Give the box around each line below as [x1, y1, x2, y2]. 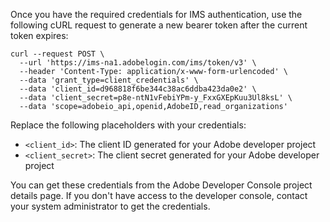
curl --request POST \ [10, 49, 105, 59]
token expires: [10, 30, 69, 41]
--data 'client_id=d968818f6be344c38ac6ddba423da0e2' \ [19, 84, 257, 94]
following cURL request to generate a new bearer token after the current [10, 19, 308, 31]
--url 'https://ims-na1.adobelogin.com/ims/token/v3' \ [19, 58, 257, 68]
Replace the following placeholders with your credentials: [10, 119, 247, 131]
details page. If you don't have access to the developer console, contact [10, 190, 308, 201]
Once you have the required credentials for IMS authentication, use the [10, 9, 303, 20]
